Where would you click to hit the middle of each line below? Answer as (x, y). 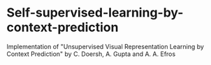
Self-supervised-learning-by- (95, 13)
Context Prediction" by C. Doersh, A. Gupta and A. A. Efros (91, 54)
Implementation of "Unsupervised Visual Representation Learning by (105, 46)
